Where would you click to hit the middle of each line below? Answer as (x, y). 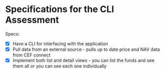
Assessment (32, 20)
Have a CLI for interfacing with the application (60, 43)
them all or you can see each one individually (60, 66)
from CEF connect (32, 55)
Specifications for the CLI (60, 9)
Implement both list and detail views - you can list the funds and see (84, 60)
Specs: (13, 34)
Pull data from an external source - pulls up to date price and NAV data (86, 49)
